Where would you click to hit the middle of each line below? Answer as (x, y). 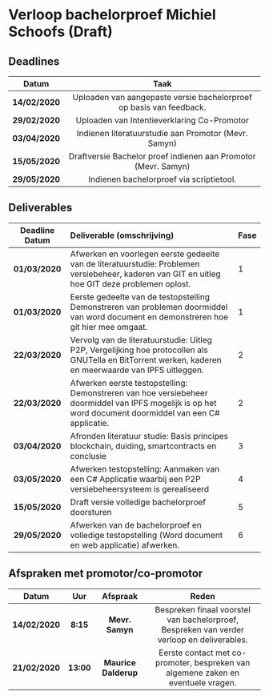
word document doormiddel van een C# (145, 412)
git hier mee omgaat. (109, 327)
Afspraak (120, 596)
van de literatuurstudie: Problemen (135, 263)
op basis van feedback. (163, 107)
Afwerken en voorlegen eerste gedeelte (145, 254)
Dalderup (120, 673)
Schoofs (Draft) (61, 32)
